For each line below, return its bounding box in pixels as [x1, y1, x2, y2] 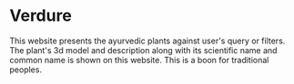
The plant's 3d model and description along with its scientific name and [9, 44, 278, 55]
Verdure [9, 5, 73, 26]
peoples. [9, 64, 43, 75]
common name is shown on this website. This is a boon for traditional [9, 54, 269, 65]
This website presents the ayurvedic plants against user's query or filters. [9, 35, 286, 46]
